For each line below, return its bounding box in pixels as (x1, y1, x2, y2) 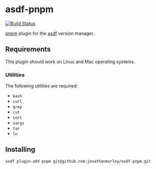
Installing (5, 145, 36, 154)
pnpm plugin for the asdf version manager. (5, 30, 95, 36)
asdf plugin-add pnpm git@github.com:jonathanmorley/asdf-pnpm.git (5, 159, 151, 164)
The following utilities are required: (5, 83, 78, 89)
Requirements (5, 45, 51, 54)
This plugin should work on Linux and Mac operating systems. (5, 59, 136, 65)
